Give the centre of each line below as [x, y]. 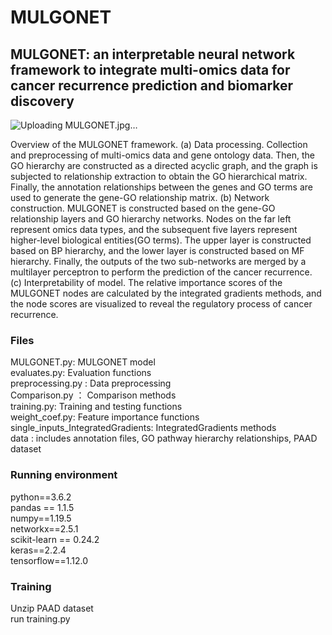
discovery [42, 101]
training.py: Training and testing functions [96, 407]
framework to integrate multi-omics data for [150, 69]
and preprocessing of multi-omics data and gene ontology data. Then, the [162, 155]
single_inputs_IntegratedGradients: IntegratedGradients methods [143, 428]
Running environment [64, 475]
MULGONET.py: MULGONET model [83, 362]
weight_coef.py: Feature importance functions [105, 417]
